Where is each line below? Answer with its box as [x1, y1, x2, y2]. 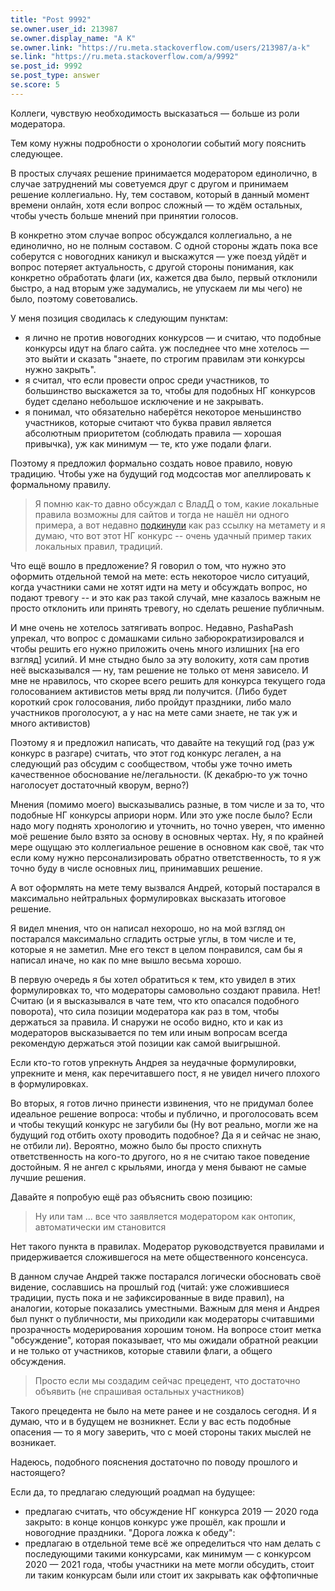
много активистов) [10, 717, 91, 729]
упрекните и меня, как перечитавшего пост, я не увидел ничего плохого [10, 1067, 321, 1079]
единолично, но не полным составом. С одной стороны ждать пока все [10, 239, 318, 251]
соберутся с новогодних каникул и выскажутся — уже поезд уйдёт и [10, 250, 307, 262]
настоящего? [10, 1466, 66, 1478]
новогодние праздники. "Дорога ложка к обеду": [24, 1526, 236, 1538]
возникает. [10, 1436, 57, 1448]
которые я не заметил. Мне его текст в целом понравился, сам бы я [10, 943, 303, 955]
